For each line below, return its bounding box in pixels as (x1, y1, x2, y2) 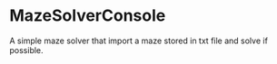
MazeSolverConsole (9, 5, 166, 26)
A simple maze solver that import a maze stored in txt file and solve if (9, 35, 268, 46)
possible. (9, 44, 44, 55)
